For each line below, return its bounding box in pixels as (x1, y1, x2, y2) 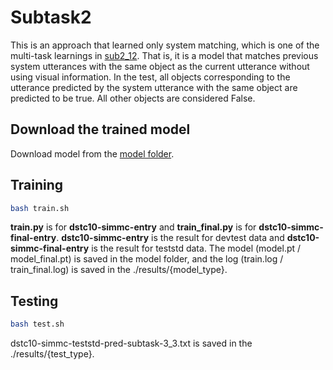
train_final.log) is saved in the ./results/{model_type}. (10, 264, 228, 276)
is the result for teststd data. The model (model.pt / (91, 242, 302, 255)
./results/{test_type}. (10, 348, 95, 360)
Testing (10, 292, 59, 310)
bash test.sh (10, 319, 65, 330)
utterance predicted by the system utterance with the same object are (10, 81, 298, 93)
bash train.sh (10, 203, 70, 213)
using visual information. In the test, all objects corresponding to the (10, 71, 291, 83)
